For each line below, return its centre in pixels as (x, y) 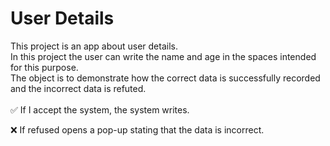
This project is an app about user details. (94, 46)
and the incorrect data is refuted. (78, 88)
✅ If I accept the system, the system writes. (100, 109)
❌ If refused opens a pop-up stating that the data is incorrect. (137, 129)
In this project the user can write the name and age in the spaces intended (163, 56)
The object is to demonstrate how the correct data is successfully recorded (165, 78)
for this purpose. (44, 67)
